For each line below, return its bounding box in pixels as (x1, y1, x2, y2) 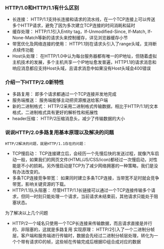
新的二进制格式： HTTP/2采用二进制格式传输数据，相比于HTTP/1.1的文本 (12, 103, 158, 109)
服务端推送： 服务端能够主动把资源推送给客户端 (12, 97, 108, 103)
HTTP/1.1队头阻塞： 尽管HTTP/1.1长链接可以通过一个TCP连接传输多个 (12, 187, 151, 193)
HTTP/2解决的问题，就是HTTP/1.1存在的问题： (5, 141, 87, 146)
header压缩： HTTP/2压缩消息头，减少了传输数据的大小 (12, 115, 125, 121)
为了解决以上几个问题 (5, 210, 48, 216)
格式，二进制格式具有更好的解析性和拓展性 (12, 109, 98, 115)
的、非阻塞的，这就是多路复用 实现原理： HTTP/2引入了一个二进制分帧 (12, 226, 155, 232)
